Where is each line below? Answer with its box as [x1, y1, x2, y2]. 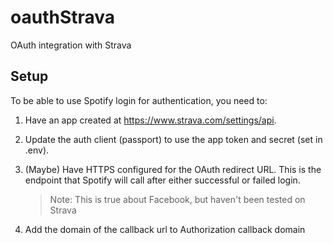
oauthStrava [10, 6, 116, 29]
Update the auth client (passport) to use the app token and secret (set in [24, 133, 323, 145]
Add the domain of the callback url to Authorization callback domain [24, 223, 306, 235]
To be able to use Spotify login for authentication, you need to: [10, 94, 268, 106]
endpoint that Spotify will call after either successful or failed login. [24, 174, 301, 186]
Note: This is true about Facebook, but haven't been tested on [49, 193, 306, 205]
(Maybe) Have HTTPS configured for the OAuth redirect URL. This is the [24, 163, 322, 175]
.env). [24, 144, 50, 156]
